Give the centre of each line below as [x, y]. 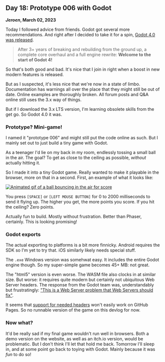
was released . [20, 40]
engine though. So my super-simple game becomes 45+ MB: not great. [78, 265]
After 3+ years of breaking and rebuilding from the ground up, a [82, 49]
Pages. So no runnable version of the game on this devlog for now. [73, 310]
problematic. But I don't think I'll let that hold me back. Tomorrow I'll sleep [80, 344]
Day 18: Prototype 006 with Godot [59, 8]
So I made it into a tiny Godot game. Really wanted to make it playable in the [82, 172]
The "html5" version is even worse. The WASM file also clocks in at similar [81, 275]
